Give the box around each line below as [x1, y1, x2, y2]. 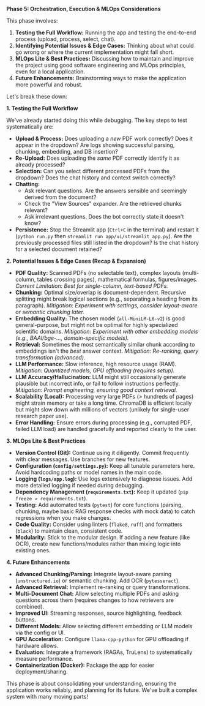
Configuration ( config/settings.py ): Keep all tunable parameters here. [15, 462, 195, 469]
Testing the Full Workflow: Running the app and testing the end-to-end [15, 29, 196, 36]
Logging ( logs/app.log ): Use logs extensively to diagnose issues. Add [15, 475, 193, 483]
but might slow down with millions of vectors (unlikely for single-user [15, 406, 190, 413]
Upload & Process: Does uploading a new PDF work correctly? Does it [15, 135, 193, 142]
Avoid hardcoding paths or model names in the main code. [15, 468, 163, 476]
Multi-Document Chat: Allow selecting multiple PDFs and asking [15, 590, 179, 597]
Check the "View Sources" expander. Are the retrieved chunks [24, 200, 182, 207]
